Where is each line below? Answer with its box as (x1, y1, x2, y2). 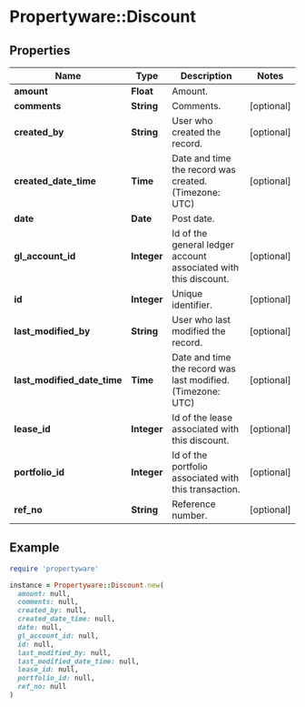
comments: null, (17, 598, 79, 607)
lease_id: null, (17, 665, 79, 674)
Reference (172, 498, 216, 510)
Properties (9, 43, 71, 58)
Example (9, 540, 60, 556)
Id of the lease (172, 411, 233, 424)
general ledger (172, 238, 234, 251)
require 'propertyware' (9, 564, 100, 573)
